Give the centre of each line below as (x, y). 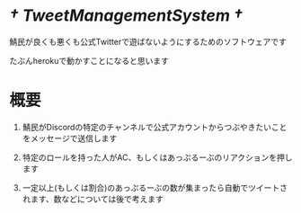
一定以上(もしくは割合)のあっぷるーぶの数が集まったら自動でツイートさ (155, 187)
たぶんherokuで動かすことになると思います (89, 60)
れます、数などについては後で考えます (93, 199)
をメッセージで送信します (70, 138)
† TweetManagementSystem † (126, 16)
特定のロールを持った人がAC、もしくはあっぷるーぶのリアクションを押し (157, 157)
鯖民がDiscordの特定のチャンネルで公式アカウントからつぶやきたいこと (155, 127)
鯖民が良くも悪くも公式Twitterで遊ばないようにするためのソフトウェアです (148, 41)
